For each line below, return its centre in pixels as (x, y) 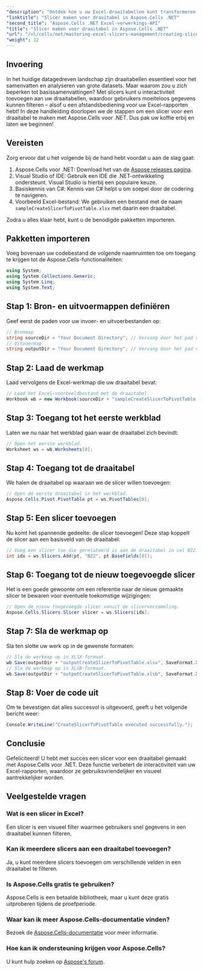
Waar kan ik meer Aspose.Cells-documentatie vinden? (88, 920)
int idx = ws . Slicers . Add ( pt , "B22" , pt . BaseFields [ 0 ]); (79, 556)
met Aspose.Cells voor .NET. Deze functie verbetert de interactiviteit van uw (101, 764)
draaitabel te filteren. (32, 868)
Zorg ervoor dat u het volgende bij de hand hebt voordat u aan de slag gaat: (101, 157)
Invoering (25, 64)
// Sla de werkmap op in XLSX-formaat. (56, 657)
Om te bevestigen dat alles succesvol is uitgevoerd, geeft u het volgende (97, 707)
